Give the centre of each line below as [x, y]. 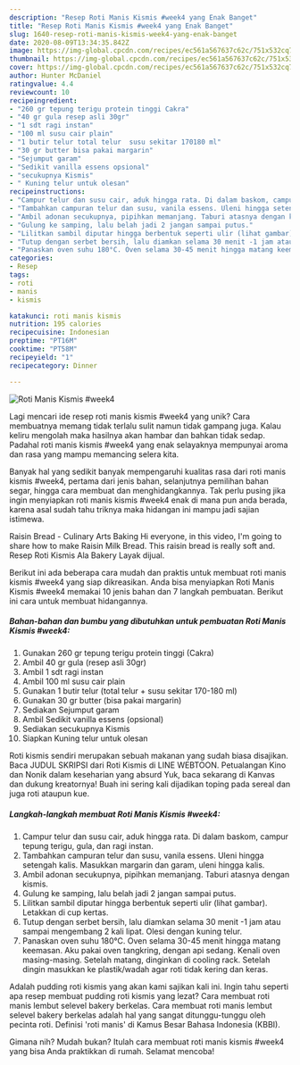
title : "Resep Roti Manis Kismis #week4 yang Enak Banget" [121, 26]
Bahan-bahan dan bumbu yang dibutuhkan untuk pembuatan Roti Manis [148, 621]
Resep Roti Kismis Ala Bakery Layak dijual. [87, 555]
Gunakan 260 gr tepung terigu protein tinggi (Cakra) [118, 653]
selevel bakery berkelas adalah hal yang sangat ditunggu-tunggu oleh [137, 1015]
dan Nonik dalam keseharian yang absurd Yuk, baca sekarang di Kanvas [142, 775]
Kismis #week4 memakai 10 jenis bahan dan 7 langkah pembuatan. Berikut [146, 591]
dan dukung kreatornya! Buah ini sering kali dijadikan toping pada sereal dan [150, 784]
